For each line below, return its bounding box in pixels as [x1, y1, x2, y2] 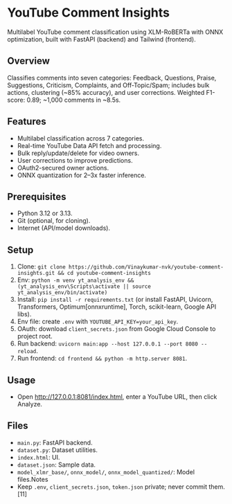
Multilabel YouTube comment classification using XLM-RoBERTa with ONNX [7, 28, 224, 36]
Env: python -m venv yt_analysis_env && [17, 276, 134, 285]
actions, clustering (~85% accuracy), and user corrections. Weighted [7, 88, 205, 96]
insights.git [17, 270, 55, 277]
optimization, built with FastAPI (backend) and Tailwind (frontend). [7, 35, 196, 43]
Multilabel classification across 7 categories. [17, 134, 144, 143]
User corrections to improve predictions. [17, 156, 133, 164]
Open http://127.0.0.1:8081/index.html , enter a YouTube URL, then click [17, 393, 217, 401]
